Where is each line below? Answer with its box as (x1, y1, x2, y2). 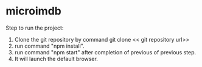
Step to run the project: (5, 24, 64, 31)
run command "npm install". (14, 42, 85, 49)
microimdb (5, 4, 61, 18)
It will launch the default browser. (14, 55, 98, 62)
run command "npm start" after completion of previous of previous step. (14, 48, 196, 56)
